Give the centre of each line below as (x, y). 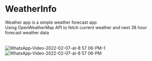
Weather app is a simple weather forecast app (51, 22)
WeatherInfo (31, 9)
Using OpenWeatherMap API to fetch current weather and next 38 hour (76, 27)
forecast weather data (27, 32)
